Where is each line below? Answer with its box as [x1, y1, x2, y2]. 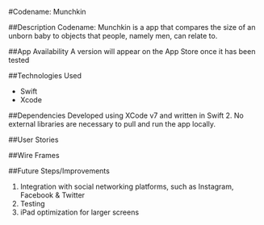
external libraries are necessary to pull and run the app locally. [8, 119, 216, 128]
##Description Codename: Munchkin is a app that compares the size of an [8, 23, 256, 31]
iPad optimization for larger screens [19, 207, 140, 217]
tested [8, 56, 30, 65]
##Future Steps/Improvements [8, 166, 111, 176]
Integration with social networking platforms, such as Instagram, [19, 181, 234, 191]
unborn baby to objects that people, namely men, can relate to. [8, 31, 218, 40]
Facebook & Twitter [19, 190, 86, 200]
